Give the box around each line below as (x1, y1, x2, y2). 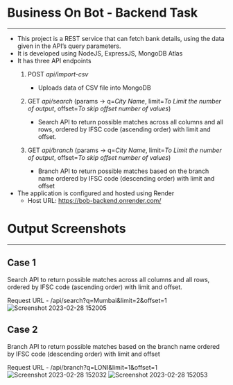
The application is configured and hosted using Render (17, 189, 175, 197)
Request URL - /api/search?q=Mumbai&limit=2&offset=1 (7, 296, 168, 304)
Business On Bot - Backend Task (7, 5, 198, 21)
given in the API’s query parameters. (17, 42, 121, 50)
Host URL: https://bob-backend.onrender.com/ (27, 196, 162, 204)
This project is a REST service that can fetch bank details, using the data (17, 34, 225, 42)
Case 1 (7, 257, 37, 269)
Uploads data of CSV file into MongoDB (37, 83, 151, 92)
